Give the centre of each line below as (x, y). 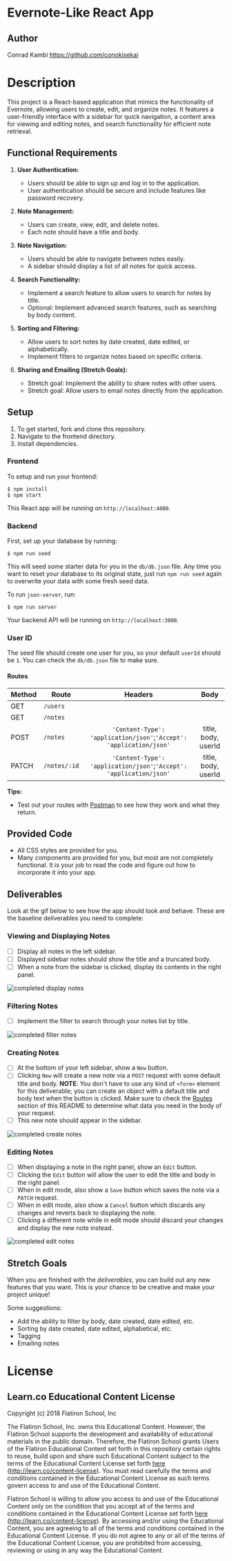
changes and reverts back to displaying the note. (87, 1213)
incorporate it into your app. (57, 872)
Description (41, 83)
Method (24, 694)
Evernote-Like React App (80, 13)
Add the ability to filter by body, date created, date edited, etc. (106, 1321)
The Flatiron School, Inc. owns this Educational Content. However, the (106, 1427)
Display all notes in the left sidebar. (67, 951)
